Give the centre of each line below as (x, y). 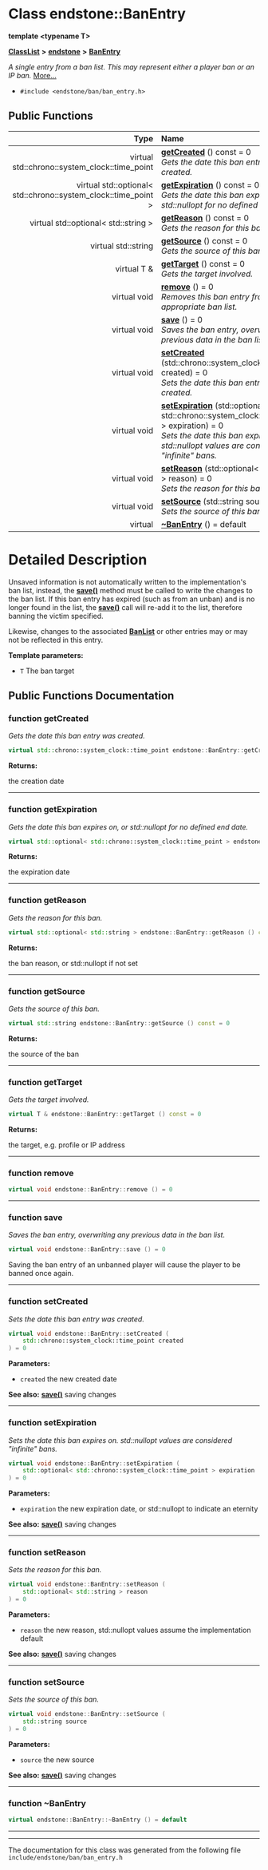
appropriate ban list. (199, 307)
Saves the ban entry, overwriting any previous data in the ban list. (117, 1235)
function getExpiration (53, 810)
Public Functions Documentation (91, 696)
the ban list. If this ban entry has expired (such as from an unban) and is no (132, 599)
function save (35, 1218)
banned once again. (41, 1274)
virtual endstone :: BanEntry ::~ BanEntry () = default (98, 1820)
